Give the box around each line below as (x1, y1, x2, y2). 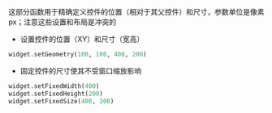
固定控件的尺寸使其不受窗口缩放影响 (19, 65, 142, 75)
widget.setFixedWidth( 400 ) (8, 82, 100, 90)
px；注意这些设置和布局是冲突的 (8, 17, 116, 27)
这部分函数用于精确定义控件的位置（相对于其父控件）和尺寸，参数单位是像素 (8, 7, 265, 16)
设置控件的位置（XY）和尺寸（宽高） (19, 35, 145, 44)
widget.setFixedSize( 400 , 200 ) (8, 97, 114, 105)
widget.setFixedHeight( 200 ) (8, 90, 104, 98)
